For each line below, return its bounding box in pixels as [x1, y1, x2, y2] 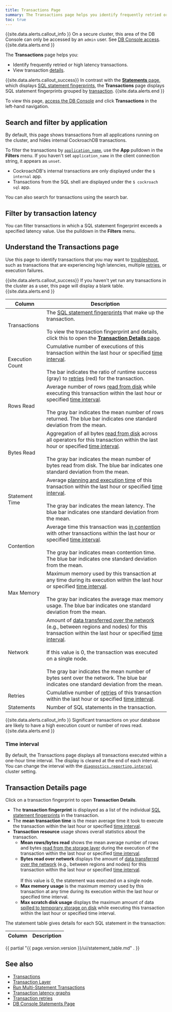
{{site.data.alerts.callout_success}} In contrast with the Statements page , [5, 77, 161, 83]
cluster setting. [5, 768, 37, 774]
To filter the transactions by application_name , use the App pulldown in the [5, 147, 163, 154]
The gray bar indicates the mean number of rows [46, 408, 164, 416]
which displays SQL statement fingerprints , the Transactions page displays [5, 82, 165, 89]
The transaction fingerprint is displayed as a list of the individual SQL [12, 807, 161, 813]
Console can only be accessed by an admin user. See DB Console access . [5, 36, 161, 42]
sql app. [12, 184, 31, 190]
